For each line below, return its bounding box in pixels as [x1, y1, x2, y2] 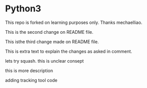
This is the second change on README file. [5, 29, 94, 35]
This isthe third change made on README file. [5, 38, 99, 45]
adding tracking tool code [5, 77, 58, 83]
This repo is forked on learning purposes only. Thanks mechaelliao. [5, 19, 143, 25]
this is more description [5, 68, 53, 74]
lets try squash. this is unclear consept [5, 58, 84, 64]
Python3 [5, 3, 41, 14]
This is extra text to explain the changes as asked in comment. [5, 48, 133, 54]
